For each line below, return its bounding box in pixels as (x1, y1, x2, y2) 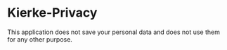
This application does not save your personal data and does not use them (7, 28, 220, 36)
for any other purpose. (7, 35, 72, 43)
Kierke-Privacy (7, 5, 98, 21)
